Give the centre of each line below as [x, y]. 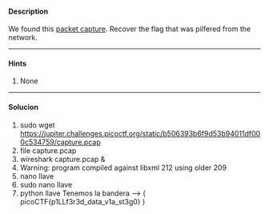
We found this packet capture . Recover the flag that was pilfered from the [129, 29]
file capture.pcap [48, 150]
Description [28, 11]
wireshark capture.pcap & [62, 159]
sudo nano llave [46, 184]
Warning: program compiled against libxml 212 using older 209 [123, 168]
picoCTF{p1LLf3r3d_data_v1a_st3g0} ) [82, 201]
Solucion [23, 107]
